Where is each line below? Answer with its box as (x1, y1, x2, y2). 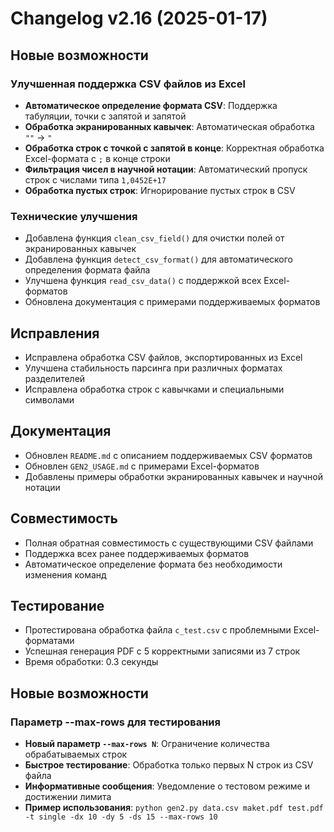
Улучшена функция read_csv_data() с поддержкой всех (24, 275, 262, 287)
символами (24, 393, 75, 406)
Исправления (10, 325, 100, 342)
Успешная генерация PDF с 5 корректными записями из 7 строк (24, 645, 301, 657)
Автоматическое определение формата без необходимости (24, 558, 283, 570)
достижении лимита (24, 791, 112, 803)
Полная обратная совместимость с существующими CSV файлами (24, 537, 314, 549)
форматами (24, 635, 75, 647)
